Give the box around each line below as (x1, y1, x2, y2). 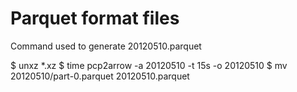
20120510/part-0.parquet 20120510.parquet (10, 70, 190, 82)
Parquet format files (10, 7, 180, 30)
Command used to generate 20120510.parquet (10, 40, 202, 52)
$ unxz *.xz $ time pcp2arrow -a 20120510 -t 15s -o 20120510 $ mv (10, 59, 288, 71)
